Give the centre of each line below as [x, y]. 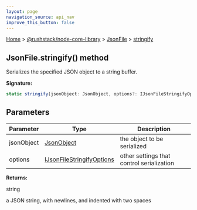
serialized [133, 146]
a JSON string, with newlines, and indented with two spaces [79, 200]
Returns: [17, 178]
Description [154, 129]
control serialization [147, 163]
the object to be [142, 139]
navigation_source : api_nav [40, 17]
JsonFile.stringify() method [57, 57]
